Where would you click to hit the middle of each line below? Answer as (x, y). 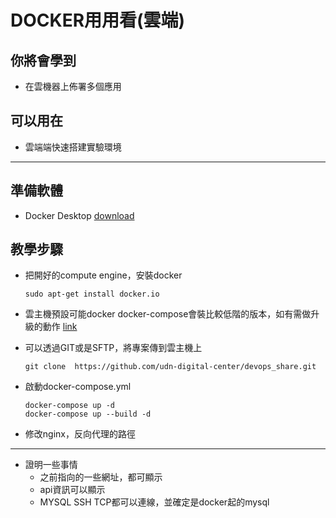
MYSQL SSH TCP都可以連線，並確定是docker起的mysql (154, 502)
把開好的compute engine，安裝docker (103, 275)
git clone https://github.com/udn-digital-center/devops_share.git (170, 367)
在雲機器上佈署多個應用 (73, 86)
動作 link (60, 327)
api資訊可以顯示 (72, 490)
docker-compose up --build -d (88, 414)
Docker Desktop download (79, 215)
